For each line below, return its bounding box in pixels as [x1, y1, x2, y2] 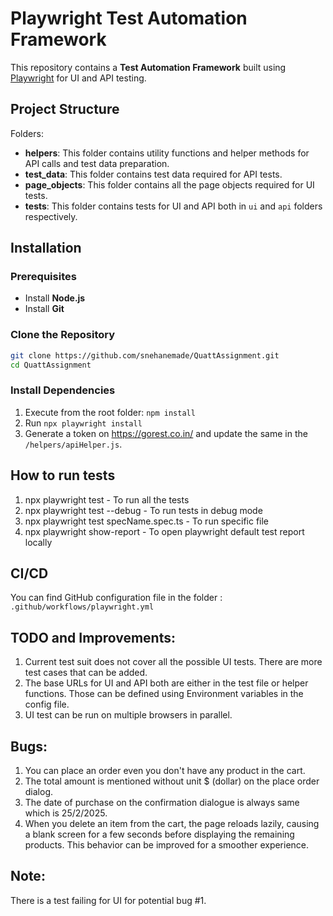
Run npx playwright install [24, 417, 143, 429]
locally [24, 536, 53, 548]
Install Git [24, 303, 65, 315]
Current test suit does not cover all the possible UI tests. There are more [24, 656, 323, 668]
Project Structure [10, 101, 120, 118]
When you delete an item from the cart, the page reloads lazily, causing [24, 818, 320, 830]
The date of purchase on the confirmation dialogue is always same [24, 797, 300, 809]
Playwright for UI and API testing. [10, 72, 147, 84]
